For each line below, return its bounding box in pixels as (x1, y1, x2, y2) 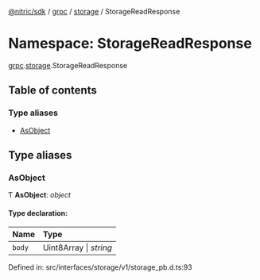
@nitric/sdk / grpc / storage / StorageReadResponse (8, 7, 180, 16)
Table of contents (8, 83, 97, 98)
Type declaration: (8, 208, 68, 217)
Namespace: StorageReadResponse (8, 35, 252, 52)
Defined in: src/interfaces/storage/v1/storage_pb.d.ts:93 (8, 262, 192, 272)
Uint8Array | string (42, 242, 113, 253)
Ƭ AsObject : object (8, 190, 72, 200)
